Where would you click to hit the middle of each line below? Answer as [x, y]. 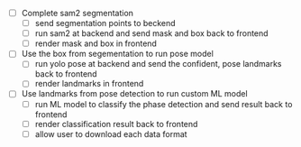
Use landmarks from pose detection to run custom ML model [135, 94]
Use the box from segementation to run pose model [117, 54]
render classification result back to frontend [116, 124]
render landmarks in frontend [89, 84]
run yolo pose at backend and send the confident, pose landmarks [158, 64]
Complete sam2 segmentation [78, 13]
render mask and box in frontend [96, 43]
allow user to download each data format [111, 133]
